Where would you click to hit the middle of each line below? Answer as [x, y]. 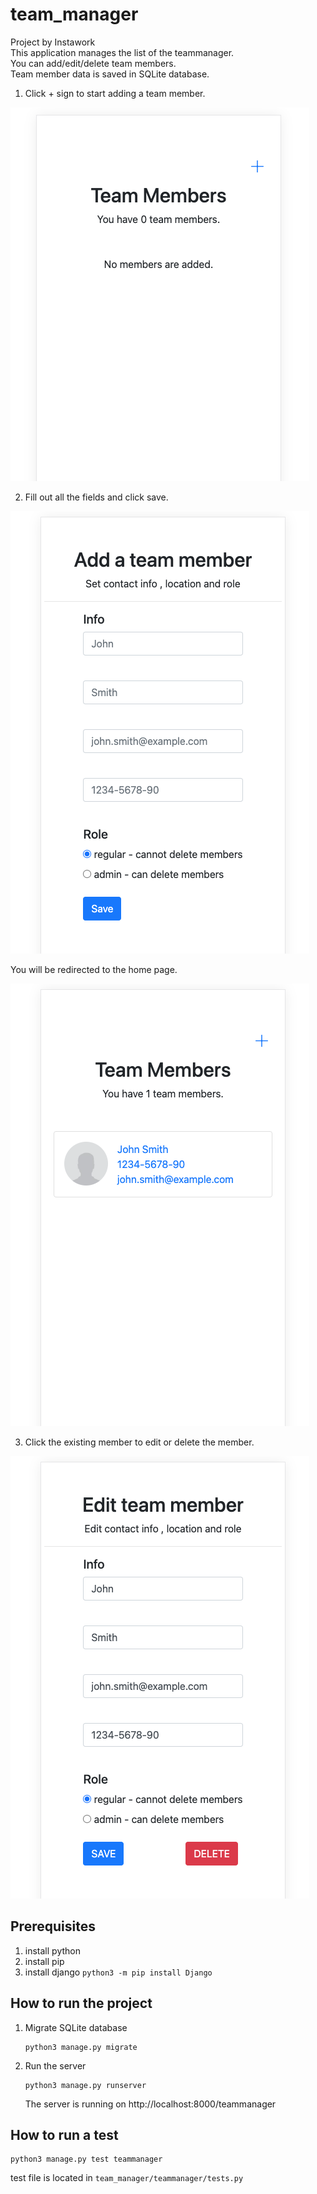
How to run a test [64, 2134]
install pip [44, 1961]
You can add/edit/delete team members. [93, 63]
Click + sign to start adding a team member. [115, 93]
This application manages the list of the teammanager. [122, 52]
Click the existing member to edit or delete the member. [139, 1442]
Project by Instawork [53, 42]
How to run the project [81, 2003]
